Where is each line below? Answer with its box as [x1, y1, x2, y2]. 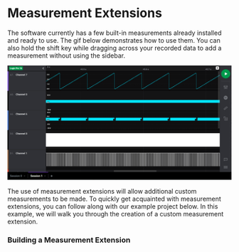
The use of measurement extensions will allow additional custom [7, 187, 197, 196]
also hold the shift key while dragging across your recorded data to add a [7, 43, 222, 52]
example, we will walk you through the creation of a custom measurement [7, 210, 224, 219]
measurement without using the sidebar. [7, 51, 126, 60]
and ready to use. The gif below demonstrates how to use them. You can [7, 36, 221, 44]
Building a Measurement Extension [7, 235, 131, 245]
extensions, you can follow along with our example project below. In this [7, 202, 218, 211]
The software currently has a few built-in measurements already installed [7, 28, 222, 37]
